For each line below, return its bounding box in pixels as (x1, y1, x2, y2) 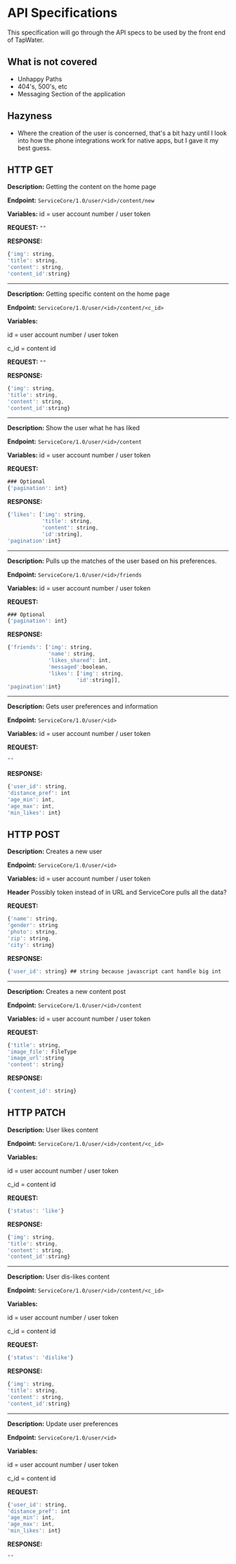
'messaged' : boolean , (48, 663, 109, 671)
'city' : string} (7, 941, 55, 948)
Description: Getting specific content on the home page (7, 290, 170, 298)
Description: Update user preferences (7, 1419, 119, 1428)
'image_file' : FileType (7, 1048, 77, 1055)
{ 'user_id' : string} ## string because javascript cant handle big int (7, 968, 221, 975)
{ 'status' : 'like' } (7, 1207, 65, 1214)
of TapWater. (7, 35, 44, 44)
